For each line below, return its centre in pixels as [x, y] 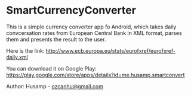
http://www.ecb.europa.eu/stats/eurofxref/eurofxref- [111, 50]
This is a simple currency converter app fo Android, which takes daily [91, 27]
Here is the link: [25, 50]
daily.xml [17, 57]
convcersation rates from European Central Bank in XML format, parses [94, 33]
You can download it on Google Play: [51, 68]
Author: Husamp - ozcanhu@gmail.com [55, 86]
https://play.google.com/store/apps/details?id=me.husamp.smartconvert [95, 75]
